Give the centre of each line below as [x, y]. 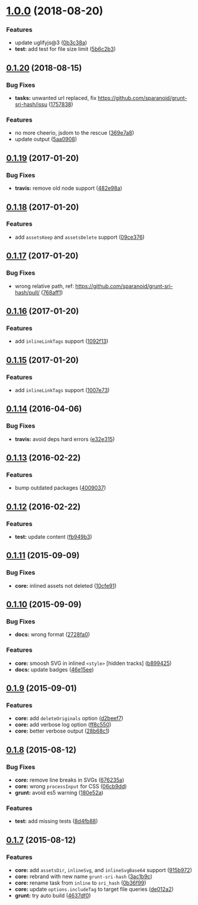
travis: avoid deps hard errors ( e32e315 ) [65, 439]
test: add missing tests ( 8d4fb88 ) [56, 821]
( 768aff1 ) [52, 292]
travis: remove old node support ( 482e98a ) [68, 188]
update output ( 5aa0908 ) [46, 139]
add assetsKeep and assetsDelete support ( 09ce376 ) [80, 237]
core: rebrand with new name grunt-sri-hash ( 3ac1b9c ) [83, 876]
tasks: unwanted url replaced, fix [55, 98]
